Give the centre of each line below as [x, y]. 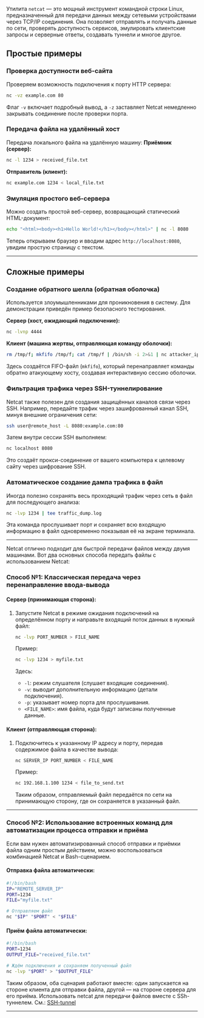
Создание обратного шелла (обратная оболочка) [83, 289]
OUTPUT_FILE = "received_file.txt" [49, 954]
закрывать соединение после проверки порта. [67, 113]
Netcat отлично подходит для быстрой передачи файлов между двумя [98, 549]
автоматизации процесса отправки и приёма [77, 830]
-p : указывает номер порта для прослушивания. [87, 703]
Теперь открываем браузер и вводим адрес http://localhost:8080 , [94, 241]
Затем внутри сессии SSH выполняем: [57, 438]
